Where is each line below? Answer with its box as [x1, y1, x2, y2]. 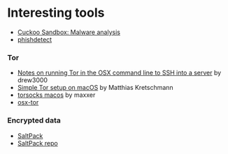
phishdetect [17, 35, 52, 43]
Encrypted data [7, 116, 61, 125]
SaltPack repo [17, 139, 58, 147]
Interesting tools [7, 5, 105, 21]
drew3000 [17, 76, 48, 84]
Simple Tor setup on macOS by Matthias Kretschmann [17, 84, 173, 92]
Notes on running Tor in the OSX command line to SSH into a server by [17, 68, 222, 77]
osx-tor [17, 98, 39, 107]
